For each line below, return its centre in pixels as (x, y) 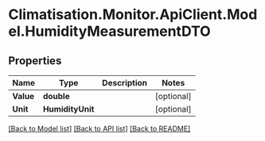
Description (125, 83)
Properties (35, 61)
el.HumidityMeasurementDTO (109, 31)
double (56, 96)
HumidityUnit (68, 109)
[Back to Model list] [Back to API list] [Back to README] (99, 129)
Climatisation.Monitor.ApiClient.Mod (133, 15)
